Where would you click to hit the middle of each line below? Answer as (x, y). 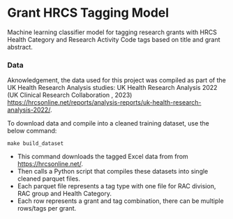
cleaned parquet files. (48, 179)
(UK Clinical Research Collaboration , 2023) (70, 95)
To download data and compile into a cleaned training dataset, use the (108, 123)
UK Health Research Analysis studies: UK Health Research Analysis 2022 (112, 88)
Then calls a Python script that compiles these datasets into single (113, 172)
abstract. (20, 47)
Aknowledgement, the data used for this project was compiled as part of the (117, 80)
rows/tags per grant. (47, 209)
